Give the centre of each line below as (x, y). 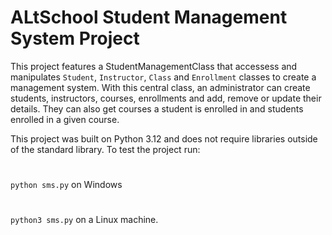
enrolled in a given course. (65, 119)
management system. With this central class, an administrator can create (160, 87)
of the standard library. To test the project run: (105, 149)
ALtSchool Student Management (149, 17)
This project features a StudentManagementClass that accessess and (154, 66)
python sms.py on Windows (66, 185)
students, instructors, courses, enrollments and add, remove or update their (166, 98)
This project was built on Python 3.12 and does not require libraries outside (164, 138)
